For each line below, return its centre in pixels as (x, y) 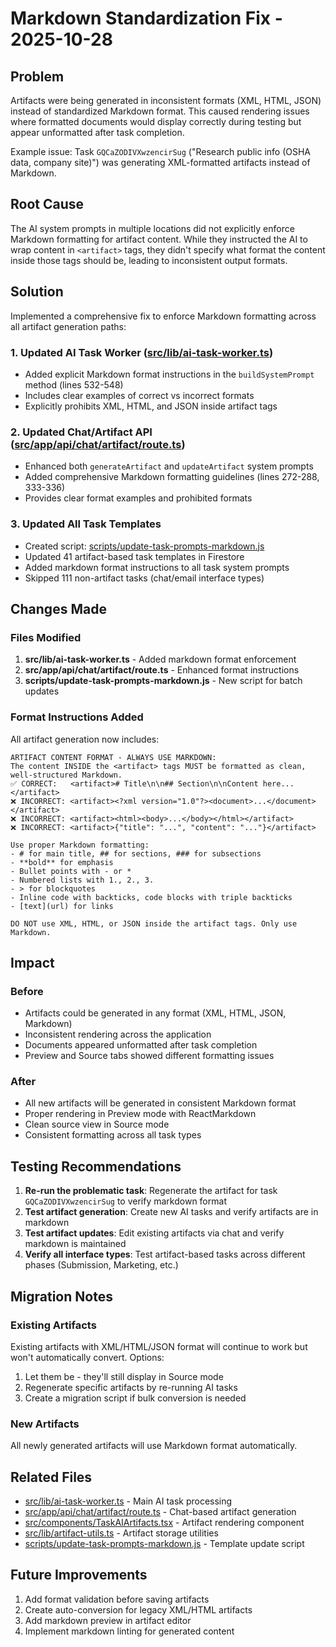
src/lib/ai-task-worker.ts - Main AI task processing (128, 1501)
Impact (32, 962)
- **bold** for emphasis (62, 862)
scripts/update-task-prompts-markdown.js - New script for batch (163, 681)
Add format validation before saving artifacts (117, 1599)
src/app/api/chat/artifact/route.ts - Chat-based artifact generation (160, 1512)
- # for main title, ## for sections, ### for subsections (136, 853)
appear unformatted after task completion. (97, 132)
